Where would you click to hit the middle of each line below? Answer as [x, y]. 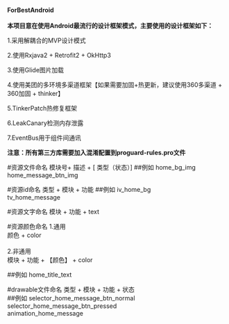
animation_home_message [45, 313]
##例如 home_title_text [40, 275]
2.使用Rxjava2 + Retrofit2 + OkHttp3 [59, 55]
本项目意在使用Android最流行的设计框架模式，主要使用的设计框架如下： [110, 26]
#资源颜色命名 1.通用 [36, 226]
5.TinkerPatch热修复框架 [42, 108]
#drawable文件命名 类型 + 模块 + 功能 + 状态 [71, 289]
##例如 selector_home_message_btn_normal [71, 298]
